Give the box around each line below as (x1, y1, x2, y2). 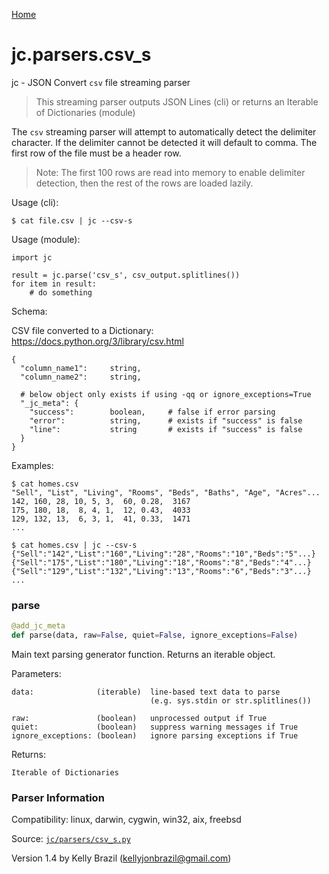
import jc (11, 252, 53, 263)
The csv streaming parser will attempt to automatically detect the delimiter (11, 125, 317, 138)
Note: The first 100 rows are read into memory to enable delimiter (35, 166, 306, 178)
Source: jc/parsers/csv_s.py (11, 833, 131, 845)
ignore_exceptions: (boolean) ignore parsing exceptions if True (11, 730, 299, 741)
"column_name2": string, (20, 372, 142, 382)
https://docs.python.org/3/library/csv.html (11, 335, 184, 347)
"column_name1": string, (20, 363, 142, 373)
